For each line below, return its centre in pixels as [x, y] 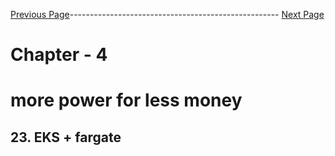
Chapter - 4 [59, 55]
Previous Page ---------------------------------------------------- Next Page [167, 14]
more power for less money [126, 100]
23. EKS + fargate [66, 137]
